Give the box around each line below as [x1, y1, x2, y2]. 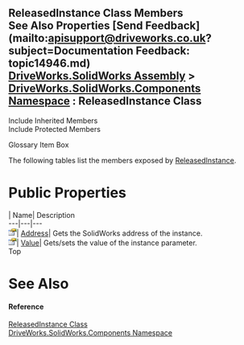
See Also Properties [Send [8, 19, 143, 33]
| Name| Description [8, 210, 75, 220]
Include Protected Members [8, 124, 101, 133]
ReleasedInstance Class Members [8, 6, 184, 20]
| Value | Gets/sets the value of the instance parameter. [16, 237, 197, 248]
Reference [8, 302, 44, 311]
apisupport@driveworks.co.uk [48, 31, 206, 45]
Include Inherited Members [8, 116, 98, 125]
